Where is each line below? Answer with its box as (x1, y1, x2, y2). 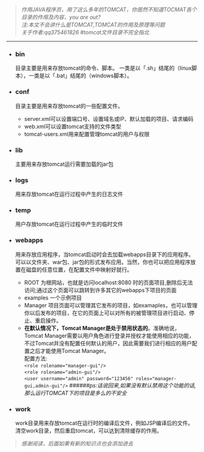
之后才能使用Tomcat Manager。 (29, 347, 110, 354)
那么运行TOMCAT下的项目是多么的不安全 (24, 389, 127, 397)
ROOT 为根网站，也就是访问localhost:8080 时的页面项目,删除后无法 (24, 279, 193, 286)
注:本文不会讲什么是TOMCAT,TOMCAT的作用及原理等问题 (21, 21, 165, 28)
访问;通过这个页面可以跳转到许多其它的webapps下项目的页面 (24, 286, 177, 293)
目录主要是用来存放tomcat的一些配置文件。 (15, 102, 123, 109)
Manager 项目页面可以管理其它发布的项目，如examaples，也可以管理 (24, 301, 198, 309)
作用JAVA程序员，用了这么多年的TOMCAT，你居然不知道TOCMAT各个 (21, 6, 197, 13)
